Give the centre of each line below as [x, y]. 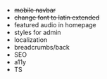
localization [31, 40]
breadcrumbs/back [42, 47]
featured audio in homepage [55, 25]
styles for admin [37, 32]
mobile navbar [35, 10]
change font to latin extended [57, 17]
